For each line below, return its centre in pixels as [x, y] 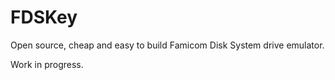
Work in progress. [47, 64]
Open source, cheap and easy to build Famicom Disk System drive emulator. [167, 45]
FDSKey [44, 17]
